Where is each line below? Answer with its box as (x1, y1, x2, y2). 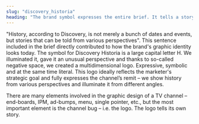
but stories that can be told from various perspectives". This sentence (6, 37, 176, 44)
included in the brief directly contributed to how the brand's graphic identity (6, 43, 191, 50)
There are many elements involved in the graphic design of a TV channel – (6, 92, 188, 99)
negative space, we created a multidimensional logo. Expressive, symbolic (6, 61, 188, 68)
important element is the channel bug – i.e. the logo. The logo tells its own (6, 105, 187, 112)
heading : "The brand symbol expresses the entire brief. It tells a (6, 14, 179, 20)
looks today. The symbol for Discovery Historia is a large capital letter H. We (6, 49, 192, 56)
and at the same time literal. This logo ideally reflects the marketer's (6, 68, 172, 75)
